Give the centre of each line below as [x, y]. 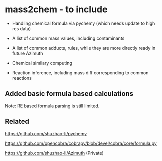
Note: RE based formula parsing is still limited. [52, 106]
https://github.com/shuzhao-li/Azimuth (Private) [54, 153]
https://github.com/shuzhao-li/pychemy [46, 133]
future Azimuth [28, 53]
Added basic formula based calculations [69, 94]
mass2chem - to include [56, 9]
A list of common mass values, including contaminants [68, 38]
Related [17, 122]
